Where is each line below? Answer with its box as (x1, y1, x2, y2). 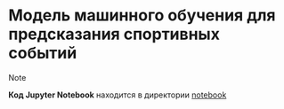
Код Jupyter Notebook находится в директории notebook (8, 90, 227, 100)
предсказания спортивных (8, 24, 220, 44)
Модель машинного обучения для (8, 5, 276, 26)
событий (8, 43, 77, 63)
